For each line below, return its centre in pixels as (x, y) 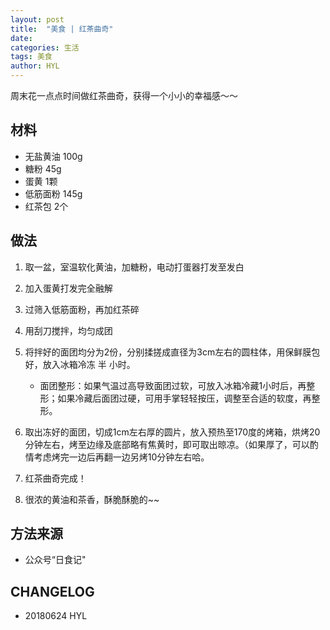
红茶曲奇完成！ (55, 478)
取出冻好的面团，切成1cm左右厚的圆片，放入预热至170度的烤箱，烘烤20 (172, 432)
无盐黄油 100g (53, 156)
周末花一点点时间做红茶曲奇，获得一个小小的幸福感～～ (124, 95)
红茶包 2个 (46, 206)
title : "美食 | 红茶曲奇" (62, 29)
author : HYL (35, 66)
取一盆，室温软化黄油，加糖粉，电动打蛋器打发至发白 (134, 267)
